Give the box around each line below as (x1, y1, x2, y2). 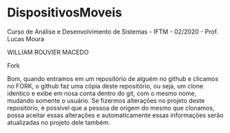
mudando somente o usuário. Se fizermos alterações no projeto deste (7, 96, 205, 104)
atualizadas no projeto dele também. (7, 118, 111, 126)
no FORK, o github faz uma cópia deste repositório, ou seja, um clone (7, 82, 204, 90)
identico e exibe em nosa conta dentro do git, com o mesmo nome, (7, 89, 197, 97)
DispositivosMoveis (7, 5, 122, 21)
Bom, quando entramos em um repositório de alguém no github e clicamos (7, 74, 218, 83)
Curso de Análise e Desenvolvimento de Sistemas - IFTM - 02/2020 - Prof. (7, 27, 218, 36)
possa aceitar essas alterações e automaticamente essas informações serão (7, 111, 224, 119)
